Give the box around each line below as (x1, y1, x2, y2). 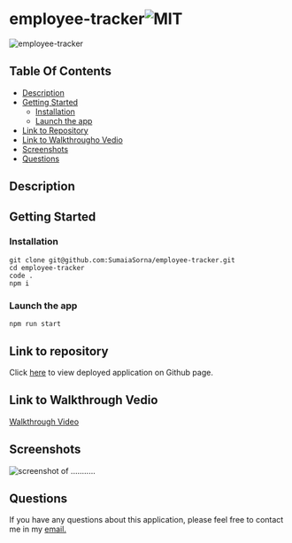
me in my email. (9, 524, 66, 535)
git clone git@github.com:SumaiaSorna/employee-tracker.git (9, 255, 236, 265)
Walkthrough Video (9, 416, 80, 427)
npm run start (9, 320, 62, 329)
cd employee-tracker (9, 263, 86, 272)
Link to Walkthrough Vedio (9, 392, 158, 407)
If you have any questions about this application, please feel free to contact (9, 515, 284, 525)
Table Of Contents (9, 64, 112, 79)
